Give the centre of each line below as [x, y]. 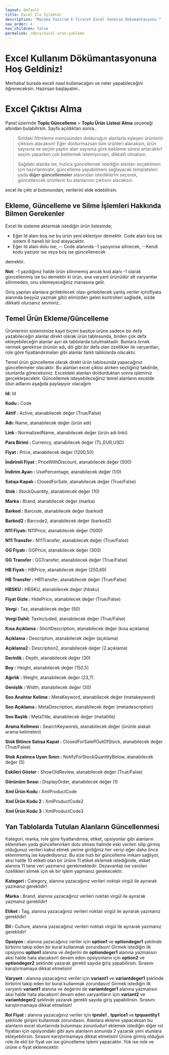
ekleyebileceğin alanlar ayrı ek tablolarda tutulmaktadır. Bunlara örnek [77, 341]
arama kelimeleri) [23, 731]
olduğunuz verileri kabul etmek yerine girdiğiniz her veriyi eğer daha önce [82, 850]
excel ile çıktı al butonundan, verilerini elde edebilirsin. [61, 190]
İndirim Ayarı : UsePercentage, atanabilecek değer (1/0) [64, 472]
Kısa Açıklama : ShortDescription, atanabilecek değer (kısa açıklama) [77, 628]
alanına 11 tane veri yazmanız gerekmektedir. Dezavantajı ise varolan [76, 866]
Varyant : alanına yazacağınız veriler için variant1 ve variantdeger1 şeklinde [84, 978]
